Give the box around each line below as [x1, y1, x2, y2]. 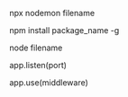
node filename [9, 42, 63, 53]
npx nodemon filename [9, 8, 96, 18]
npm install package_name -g [9, 25, 120, 35]
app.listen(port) [9, 60, 68, 70]
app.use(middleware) [9, 77, 88, 88]
